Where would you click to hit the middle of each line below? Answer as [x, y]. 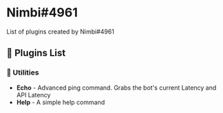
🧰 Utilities [23, 73]
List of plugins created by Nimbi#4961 [61, 32]
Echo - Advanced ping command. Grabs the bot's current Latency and [116, 88]
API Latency [33, 95]
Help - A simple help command [61, 102]
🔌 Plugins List [36, 53]
